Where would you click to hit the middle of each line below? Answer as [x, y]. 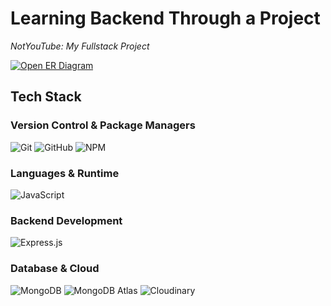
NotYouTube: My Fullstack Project [80, 46]
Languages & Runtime [65, 173]
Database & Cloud [55, 269]
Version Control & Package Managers [103, 125]
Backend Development [66, 220]
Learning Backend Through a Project [165, 18]
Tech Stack [46, 97]
